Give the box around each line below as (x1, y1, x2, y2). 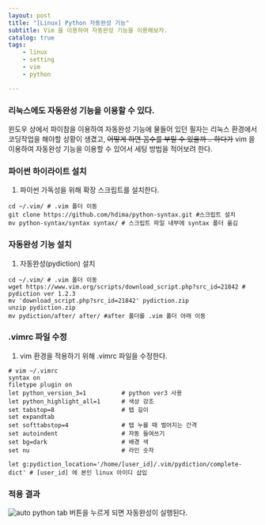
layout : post (8, 11, 51, 20)
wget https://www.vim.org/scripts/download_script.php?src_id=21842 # (8, 282, 246, 291)
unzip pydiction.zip (8, 304, 77, 312)
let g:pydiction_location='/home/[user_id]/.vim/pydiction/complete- (8, 460, 243, 468)
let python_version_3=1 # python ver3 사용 (8, 389, 183, 397)
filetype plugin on (8, 380, 73, 388)
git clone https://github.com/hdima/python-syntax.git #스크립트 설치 (8, 211, 236, 219)
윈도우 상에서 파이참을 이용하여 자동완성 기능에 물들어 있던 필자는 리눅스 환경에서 (8, 124, 258, 134)
